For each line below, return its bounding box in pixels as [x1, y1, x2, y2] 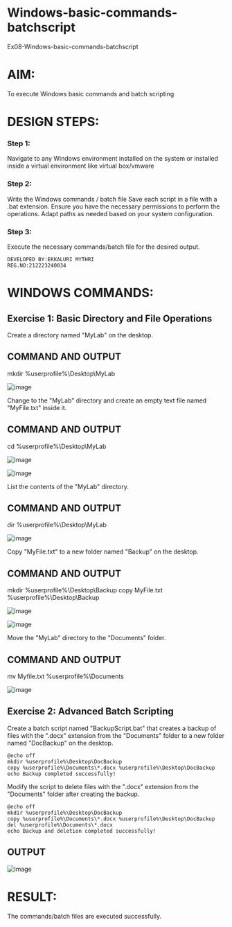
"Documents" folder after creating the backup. [7, 790, 140, 798]
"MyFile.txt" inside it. [7, 403, 67, 412]
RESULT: [7, 889, 57, 905]
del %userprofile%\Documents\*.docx [7, 821, 113, 829]
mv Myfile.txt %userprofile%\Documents [7, 672, 125, 680]
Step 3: [7, 227, 33, 236]
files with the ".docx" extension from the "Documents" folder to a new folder [7, 731, 225, 739]
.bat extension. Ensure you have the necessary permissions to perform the [7, 202, 220, 211]
